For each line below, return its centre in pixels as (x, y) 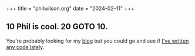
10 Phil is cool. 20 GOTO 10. (57, 27)
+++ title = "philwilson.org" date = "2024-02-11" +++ (70, 8)
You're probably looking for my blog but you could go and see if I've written (97, 41)
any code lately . (25, 47)
